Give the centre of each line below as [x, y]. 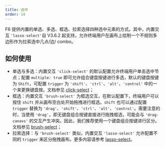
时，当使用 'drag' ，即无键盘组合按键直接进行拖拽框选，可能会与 [78, 115]
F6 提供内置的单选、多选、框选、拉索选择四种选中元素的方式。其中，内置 [80, 29]
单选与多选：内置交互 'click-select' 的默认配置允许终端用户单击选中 [83, 71]
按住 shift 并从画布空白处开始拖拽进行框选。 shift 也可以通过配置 [80, 102]
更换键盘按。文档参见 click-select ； [57, 90]
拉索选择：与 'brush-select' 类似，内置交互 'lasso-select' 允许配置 [83, 133]
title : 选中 [17, 10]
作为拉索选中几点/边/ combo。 [45, 41]
